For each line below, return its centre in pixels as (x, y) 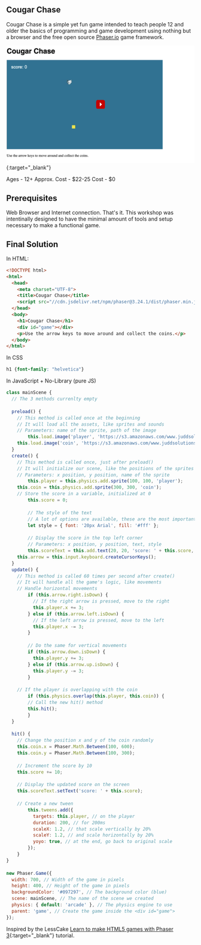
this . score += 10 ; (40, 772)
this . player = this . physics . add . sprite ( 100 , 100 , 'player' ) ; (106, 481)
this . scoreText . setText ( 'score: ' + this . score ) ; (80, 791)
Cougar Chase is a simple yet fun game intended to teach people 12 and (95, 24)
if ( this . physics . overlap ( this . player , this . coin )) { (96, 696)
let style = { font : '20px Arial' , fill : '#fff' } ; (94, 525)
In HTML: (18, 258)
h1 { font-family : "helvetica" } (45, 369)
